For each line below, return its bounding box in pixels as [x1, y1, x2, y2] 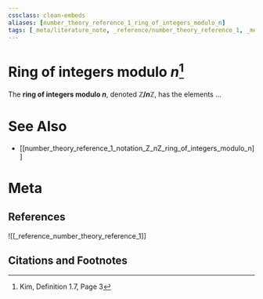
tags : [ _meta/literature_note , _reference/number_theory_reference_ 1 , [8, 26, 243, 34]
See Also [8, 117, 67, 135]
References [8, 210, 66, 224]
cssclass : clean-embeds [8, 11, 86, 20]
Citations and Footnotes [8, 253, 128, 267]
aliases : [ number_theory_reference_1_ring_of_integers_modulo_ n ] [8, 19, 225, 27]
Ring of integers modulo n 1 [8, 60, 185, 81]
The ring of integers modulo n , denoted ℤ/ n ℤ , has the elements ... [8, 89, 222, 99]
